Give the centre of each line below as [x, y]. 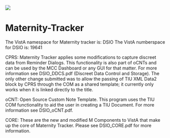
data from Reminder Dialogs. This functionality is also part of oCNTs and [81, 62]
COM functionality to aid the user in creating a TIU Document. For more [80, 105]
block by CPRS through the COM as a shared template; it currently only [79, 84]
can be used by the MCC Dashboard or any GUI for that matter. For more [81, 68]
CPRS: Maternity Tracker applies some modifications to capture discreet [81, 57]
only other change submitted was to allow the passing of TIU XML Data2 [81, 79]
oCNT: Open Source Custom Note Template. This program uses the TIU [80, 99]
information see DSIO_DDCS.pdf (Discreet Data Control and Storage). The [82, 73]
